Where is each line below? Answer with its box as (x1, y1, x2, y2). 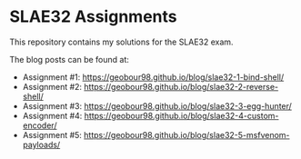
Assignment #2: (22, 81, 83, 92)
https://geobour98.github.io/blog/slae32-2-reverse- (84, 81, 279, 92)
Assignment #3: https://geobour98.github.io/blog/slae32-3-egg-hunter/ (22, 100, 293, 111)
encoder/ (22, 120, 57, 131)
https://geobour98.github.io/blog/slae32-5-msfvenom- (83, 129, 290, 140)
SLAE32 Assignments (9, 6, 177, 27)
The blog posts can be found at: (9, 54, 129, 65)
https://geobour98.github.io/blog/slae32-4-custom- (84, 110, 279, 121)
